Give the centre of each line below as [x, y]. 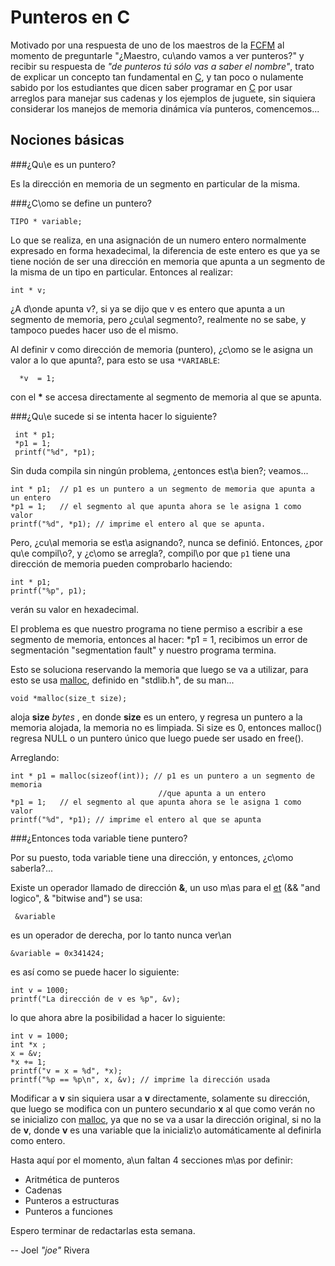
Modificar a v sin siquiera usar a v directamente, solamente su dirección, [160, 1098]
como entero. [38, 1140]
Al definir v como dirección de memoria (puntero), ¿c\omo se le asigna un [161, 349]
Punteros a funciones [68, 1211]
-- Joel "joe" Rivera [50, 1250]
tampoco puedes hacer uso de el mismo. [94, 330]
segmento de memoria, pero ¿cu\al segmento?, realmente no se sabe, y [158, 319]
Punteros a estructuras [72, 1200]
